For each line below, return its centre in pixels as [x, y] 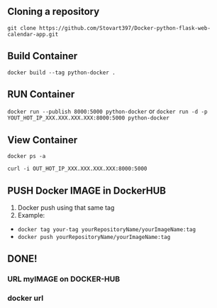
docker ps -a [27, 156]
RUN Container [41, 94]
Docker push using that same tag [66, 208]
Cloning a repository [54, 12]
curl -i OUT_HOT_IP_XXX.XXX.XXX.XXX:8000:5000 [77, 169]
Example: [31, 216]
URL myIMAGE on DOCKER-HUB [64, 279]
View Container [43, 140]
